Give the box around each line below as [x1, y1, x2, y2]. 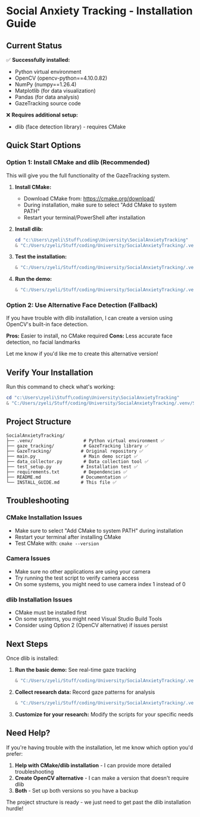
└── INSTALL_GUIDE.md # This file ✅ [6, 479, 117, 486]
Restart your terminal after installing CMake [14, 533, 121, 540]
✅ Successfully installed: [6, 57, 70, 63]
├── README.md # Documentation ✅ [6, 474, 128, 480]
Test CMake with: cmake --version [14, 540, 99, 547]
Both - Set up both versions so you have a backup [14, 787, 139, 794]
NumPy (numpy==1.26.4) [14, 81, 77, 87]
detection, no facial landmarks [6, 339, 80, 346]
